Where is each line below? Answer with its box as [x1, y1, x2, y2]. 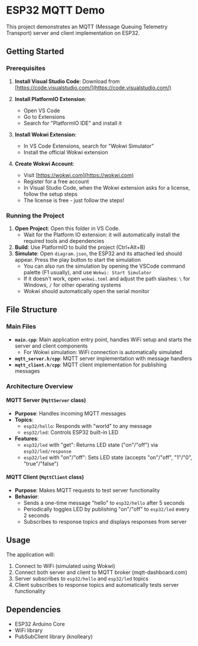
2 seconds [23, 512, 50, 519]
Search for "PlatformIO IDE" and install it [23, 119, 122, 126]
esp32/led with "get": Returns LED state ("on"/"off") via [23, 441, 158, 448]
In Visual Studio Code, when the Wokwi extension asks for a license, [23, 184, 190, 191]
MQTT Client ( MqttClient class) [6, 473, 85, 481]
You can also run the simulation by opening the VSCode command [23, 262, 185, 270]
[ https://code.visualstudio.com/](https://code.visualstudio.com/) [14, 84, 171, 91]
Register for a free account [23, 178, 89, 185]
